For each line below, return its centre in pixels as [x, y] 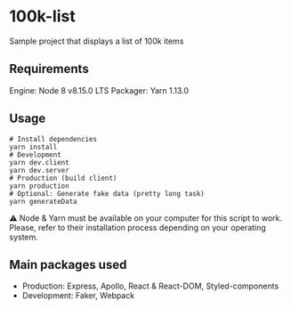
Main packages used [68, 264]
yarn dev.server [39, 170]
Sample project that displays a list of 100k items [97, 41]
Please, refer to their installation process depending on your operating [138, 227]
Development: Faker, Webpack [78, 296]
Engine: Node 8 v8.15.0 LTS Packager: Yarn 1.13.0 [99, 90]
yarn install [33, 147]
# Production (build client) [63, 178]
